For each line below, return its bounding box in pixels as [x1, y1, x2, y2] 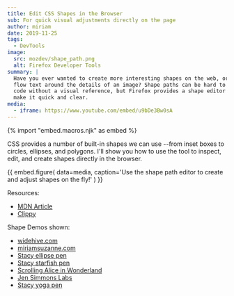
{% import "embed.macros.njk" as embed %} [7, 126, 137, 134]
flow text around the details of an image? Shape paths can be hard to [13, 81, 226, 88]
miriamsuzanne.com [17, 244, 77, 252]
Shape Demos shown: [7, 223, 70, 231]
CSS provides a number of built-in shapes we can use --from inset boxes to [7, 140, 225, 148]
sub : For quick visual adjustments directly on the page [7, 17, 176, 24]
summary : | [7, 68, 39, 75]
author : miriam [7, 23, 52, 30]
